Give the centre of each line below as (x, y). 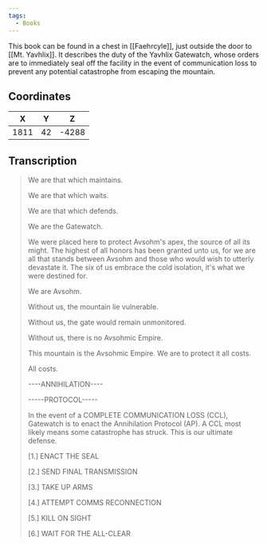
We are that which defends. (73, 211)
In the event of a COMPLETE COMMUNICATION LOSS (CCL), (128, 416)
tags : (17, 16)
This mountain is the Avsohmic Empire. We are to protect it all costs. (139, 353)
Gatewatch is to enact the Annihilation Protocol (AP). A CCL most (134, 424)
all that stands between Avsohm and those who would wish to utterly (141, 259)
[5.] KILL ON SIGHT (59, 518)
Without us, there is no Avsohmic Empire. (95, 338)
